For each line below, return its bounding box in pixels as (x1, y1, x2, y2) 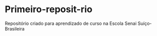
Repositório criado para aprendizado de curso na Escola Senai (5, 20, 137, 26)
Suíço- (138, 20, 152, 26)
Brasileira (5, 25, 25, 31)
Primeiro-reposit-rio (5, 4, 93, 15)
